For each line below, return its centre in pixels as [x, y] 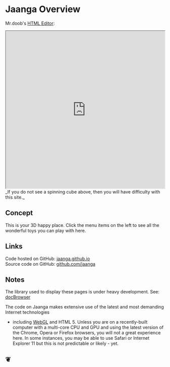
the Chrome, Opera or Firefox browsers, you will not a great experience [87, 333]
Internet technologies [27, 312]
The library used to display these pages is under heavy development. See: [82, 292]
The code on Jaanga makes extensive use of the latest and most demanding [84, 307]
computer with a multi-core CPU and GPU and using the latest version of [88, 327]
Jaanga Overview [43, 9]
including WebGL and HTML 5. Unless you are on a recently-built [80, 322]
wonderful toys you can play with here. [46, 230]
